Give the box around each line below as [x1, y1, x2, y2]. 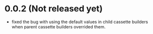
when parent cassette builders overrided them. [11, 24, 106, 29]
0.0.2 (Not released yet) [4, 3, 103, 14]
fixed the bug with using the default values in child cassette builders [11, 19, 149, 25]
